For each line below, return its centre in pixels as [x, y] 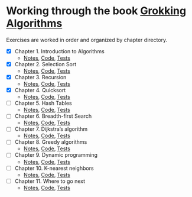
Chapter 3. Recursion [40, 77]
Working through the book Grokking [96, 11]
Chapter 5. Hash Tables [43, 103]
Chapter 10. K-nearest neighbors [54, 168]
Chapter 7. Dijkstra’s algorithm [51, 129]
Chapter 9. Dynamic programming [56, 155]
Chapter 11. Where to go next [50, 181]
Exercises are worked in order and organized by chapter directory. [87, 40]
